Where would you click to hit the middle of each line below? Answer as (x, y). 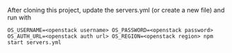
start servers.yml (34, 43)
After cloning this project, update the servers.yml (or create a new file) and (116, 10)
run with (19, 17)
